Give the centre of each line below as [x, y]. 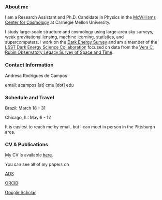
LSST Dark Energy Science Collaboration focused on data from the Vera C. [80, 47]
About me [17, 7]
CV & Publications [27, 144]
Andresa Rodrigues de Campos [36, 76]
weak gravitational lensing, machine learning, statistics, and [65, 37]
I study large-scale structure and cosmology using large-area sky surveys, [79, 32]
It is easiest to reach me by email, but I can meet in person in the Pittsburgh [80, 126]
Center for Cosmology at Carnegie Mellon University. [58, 22]
